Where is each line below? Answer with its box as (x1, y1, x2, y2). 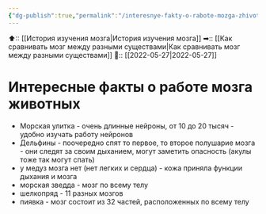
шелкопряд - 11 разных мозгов (19, 188, 123, 198)
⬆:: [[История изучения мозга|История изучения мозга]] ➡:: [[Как (8, 33, 233, 43)
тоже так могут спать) (19, 155, 95, 164)
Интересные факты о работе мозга (8, 78, 253, 96)
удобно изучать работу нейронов (19, 129, 134, 139)
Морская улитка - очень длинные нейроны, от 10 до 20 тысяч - (19, 120, 234, 131)
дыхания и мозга (19, 171, 78, 181)
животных (8, 94, 81, 113)
